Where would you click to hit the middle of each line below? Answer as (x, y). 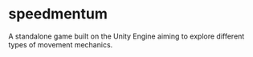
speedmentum (58, 14)
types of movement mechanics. (61, 44)
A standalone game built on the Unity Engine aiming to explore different (126, 36)
